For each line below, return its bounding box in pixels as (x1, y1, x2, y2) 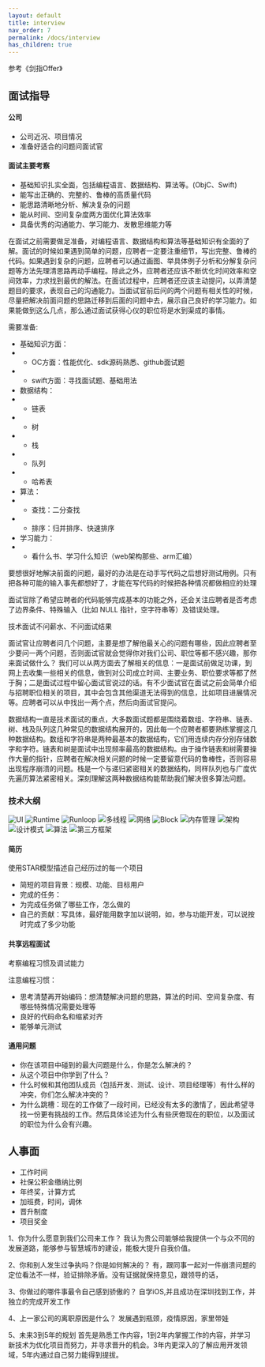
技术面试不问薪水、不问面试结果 (8, 621, 112, 631)
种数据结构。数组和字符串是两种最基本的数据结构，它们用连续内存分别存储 (8, 734, 250, 744)
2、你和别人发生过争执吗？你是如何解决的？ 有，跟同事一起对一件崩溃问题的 (8, 1260, 256, 1269)
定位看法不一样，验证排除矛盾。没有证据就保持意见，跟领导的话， (8, 1270, 222, 1279)
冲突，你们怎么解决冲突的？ (19, 1090, 110, 1099)
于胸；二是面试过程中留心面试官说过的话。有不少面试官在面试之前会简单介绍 (8, 677, 257, 687)
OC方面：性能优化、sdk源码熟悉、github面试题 (31, 357, 185, 367)
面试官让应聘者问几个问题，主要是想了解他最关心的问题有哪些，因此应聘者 (8, 638, 250, 648)
